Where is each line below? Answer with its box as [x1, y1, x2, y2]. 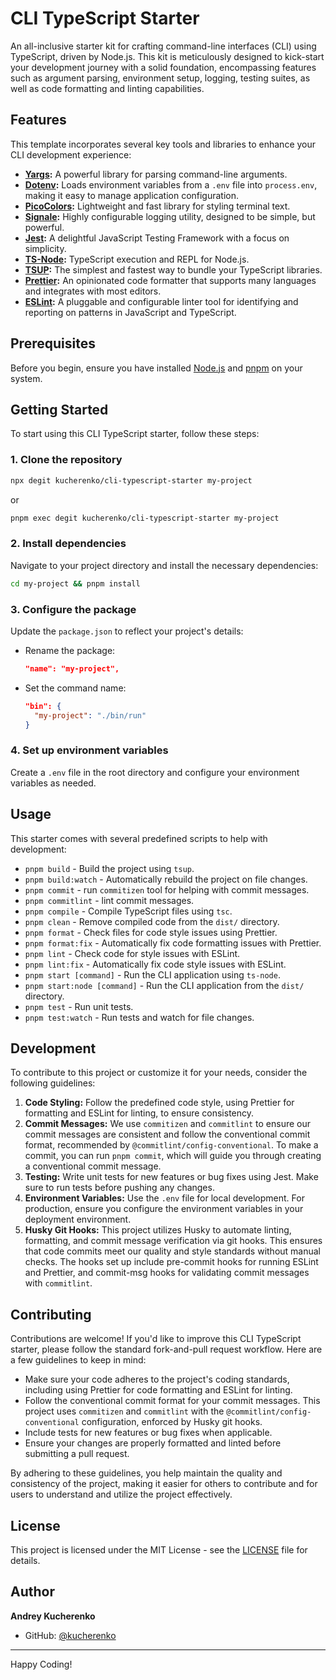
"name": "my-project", [24, 663, 120, 674]
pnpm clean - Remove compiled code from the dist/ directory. [24, 915, 280, 927]
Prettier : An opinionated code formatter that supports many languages [24, 274, 317, 286]
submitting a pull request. [24, 1448, 130, 1460]
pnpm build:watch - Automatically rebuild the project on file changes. [24, 873, 308, 885]
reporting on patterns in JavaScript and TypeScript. [24, 306, 237, 318]
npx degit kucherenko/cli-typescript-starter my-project [10, 475, 253, 486]
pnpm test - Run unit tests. [24, 1000, 134, 1012]
